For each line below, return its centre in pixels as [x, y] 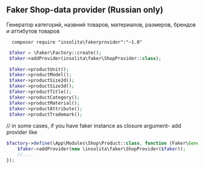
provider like [22, 132]
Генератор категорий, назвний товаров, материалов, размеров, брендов [101, 24]
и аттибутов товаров [33, 31]
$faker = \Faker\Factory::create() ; [55, 53]
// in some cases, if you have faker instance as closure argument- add [94, 126]
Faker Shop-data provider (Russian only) [85, 10]
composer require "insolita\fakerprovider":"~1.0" [77, 42]
